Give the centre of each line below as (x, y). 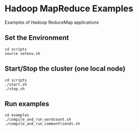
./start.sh (16, 85)
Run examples (27, 104)
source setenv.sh (23, 53)
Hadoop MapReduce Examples (69, 9)
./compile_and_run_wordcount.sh (38, 120)
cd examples (17, 115)
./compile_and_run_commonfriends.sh (42, 124)
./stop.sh (15, 89)
